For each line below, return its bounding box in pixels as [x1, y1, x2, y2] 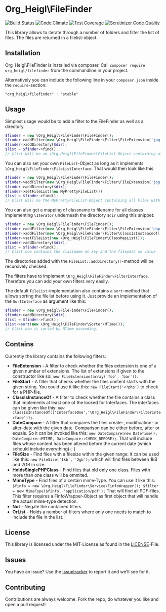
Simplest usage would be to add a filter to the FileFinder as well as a [5, 118, 144, 124]
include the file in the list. [12, 514, 64, 520]
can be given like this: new [12, 405, 65, 410]
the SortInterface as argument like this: [5, 298, 86, 304]
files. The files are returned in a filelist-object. [5, 35, 98, 41]
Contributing [5, 583, 45, 591]
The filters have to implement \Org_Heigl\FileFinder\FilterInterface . [5, 273, 149, 279]
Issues [5, 556, 26, 564]
